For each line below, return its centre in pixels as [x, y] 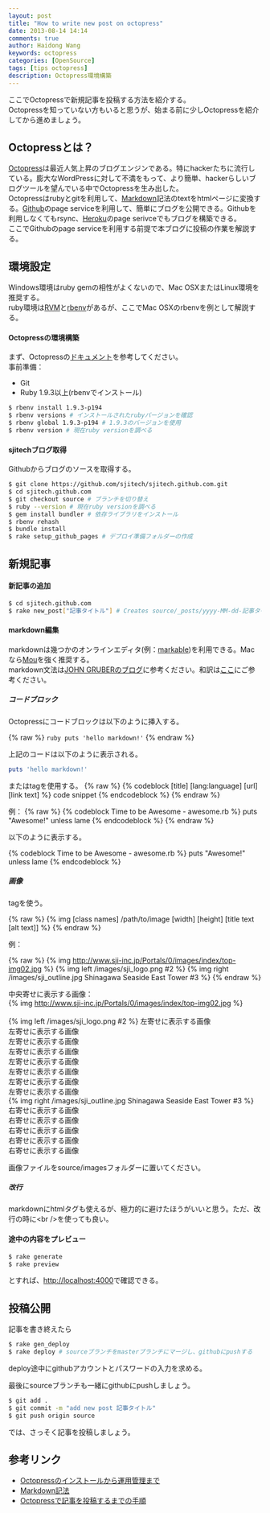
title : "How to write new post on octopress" [86, 23]
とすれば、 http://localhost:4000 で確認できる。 [86, 1280]
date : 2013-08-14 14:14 [48, 31]
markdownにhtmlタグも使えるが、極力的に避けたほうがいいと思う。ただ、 [131, 1209]
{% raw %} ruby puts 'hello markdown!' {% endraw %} [101, 737]
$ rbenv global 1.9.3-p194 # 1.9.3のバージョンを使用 [95, 423]
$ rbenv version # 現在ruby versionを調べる [80, 431]
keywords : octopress [43, 53]
